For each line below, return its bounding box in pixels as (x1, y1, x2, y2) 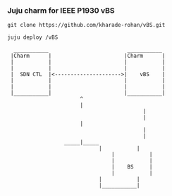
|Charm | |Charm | (10, 52, 166, 60)
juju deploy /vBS (7, 34, 59, 41)
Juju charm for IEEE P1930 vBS (7, 6, 115, 16)
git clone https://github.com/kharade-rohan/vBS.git (7, 22, 166, 29)
